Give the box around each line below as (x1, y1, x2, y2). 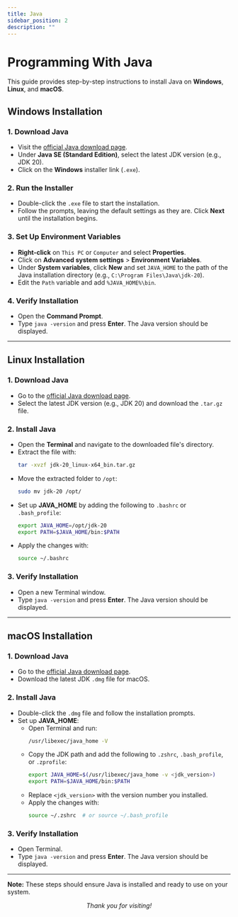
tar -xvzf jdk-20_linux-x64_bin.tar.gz (17, 461, 136, 468)
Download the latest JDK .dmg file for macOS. (17, 675, 150, 683)
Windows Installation (7, 106, 103, 118)
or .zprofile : (28, 758, 67, 766)
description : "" (7, 23, 55, 30)
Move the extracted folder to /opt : (17, 474, 118, 482)
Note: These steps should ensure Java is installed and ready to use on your (7, 880, 228, 889)
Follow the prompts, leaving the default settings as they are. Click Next (17, 207, 225, 215)
